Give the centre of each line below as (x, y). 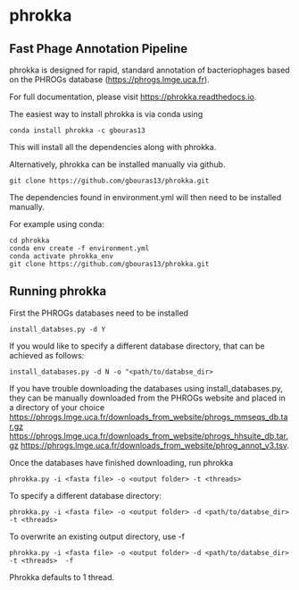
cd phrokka (29, 240)
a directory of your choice (57, 407)
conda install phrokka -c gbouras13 (77, 131)
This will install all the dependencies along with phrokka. (113, 147)
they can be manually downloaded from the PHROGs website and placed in (147, 398)
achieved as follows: (47, 355)
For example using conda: (57, 224)
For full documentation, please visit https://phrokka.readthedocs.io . (133, 97)
